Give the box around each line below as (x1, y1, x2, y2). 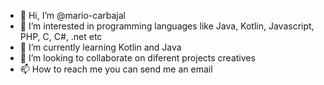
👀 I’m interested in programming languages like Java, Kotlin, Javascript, (19, 20, 315, 32)
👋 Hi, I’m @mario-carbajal (19, 10, 126, 21)
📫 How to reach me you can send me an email (19, 63, 213, 75)
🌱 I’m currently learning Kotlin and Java (19, 41, 182, 53)
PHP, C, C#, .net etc (19, 31, 103, 42)
